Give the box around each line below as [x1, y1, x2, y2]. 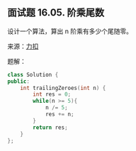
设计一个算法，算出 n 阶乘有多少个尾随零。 [7, 27, 133, 35]
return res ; [33, 123, 69, 131]
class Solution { [7, 71, 59, 78]
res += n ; [45, 111, 74, 118]
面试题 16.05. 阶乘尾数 [7, 6, 105, 19]
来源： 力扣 [7, 42, 39, 50]
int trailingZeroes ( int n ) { [20, 84, 106, 91]
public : [7, 77, 30, 85]
